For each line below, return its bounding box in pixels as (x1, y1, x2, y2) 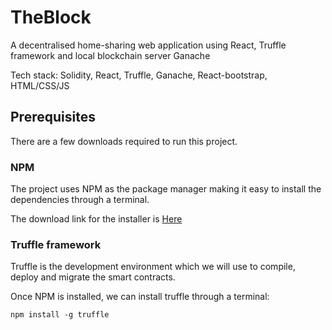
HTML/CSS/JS (10, 79, 70, 91)
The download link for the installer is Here (10, 213, 183, 225)
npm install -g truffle (10, 310, 110, 320)
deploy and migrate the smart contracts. (10, 271, 176, 283)
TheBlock (10, 6, 92, 29)
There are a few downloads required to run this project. (10, 135, 238, 147)
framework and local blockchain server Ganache (10, 49, 211, 61)
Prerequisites (10, 109, 96, 126)
